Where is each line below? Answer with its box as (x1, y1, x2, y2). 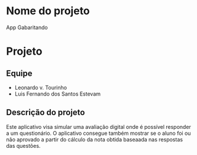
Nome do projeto (6, 4, 90, 18)
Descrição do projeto (6, 107, 85, 118)
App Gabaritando (6, 24, 49, 31)
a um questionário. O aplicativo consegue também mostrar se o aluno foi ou (6, 129, 191, 137)
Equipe (6, 68, 33, 78)
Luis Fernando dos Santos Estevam (14, 90, 101, 97)
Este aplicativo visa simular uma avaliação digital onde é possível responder (6, 123, 191, 130)
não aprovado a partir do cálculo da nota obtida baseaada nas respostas (6, 135, 183, 143)
